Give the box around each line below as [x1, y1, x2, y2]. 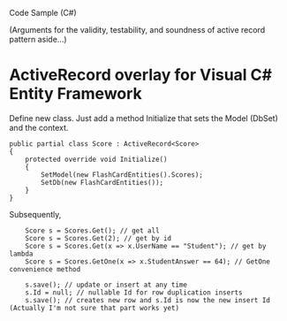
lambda [9, 249, 34, 258]
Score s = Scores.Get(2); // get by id [25, 233, 172, 242]
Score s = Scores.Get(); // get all [25, 225, 161, 235]
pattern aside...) [9, 34, 68, 44]
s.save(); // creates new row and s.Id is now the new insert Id [25, 295, 271, 304]
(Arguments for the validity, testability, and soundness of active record [9, 25, 266, 34]
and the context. [9, 122, 69, 133]
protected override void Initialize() [25, 155, 168, 164]
